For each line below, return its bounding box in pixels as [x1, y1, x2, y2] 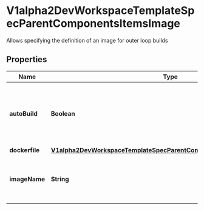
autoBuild [9, 109, 38, 117]
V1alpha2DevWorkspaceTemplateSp [6, 4, 195, 18]
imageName [9, 175, 46, 183]
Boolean [50, 109, 75, 117]
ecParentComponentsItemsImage [6, 16, 181, 30]
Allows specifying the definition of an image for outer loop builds [6, 37, 168, 44]
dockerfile [9, 145, 40, 154]
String [50, 175, 69, 183]
